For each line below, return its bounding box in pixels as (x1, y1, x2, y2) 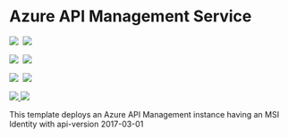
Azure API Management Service (9, 6, 252, 27)
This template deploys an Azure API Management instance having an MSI (9, 109, 280, 119)
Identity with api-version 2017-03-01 (9, 118, 144, 129)
